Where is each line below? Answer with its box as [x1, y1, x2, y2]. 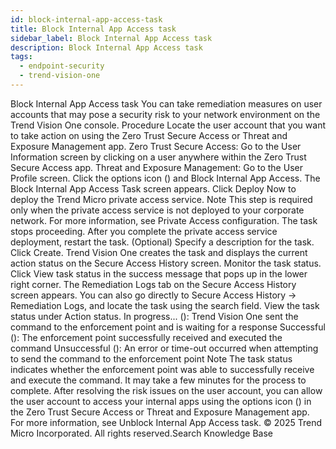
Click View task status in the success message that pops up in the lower [10, 267, 308, 280]
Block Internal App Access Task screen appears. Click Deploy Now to [10, 182, 297, 195]
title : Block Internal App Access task [10, 24, 177, 34]
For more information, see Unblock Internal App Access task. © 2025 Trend [10, 416, 323, 428]
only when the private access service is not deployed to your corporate [10, 204, 305, 216]
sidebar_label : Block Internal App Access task [10, 33, 213, 43]
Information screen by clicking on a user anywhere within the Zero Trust [10, 151, 307, 163]
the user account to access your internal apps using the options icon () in [10, 395, 312, 407]
